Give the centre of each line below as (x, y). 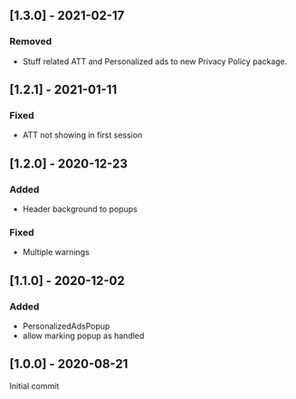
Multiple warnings (56, 252)
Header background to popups (80, 209)
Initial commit (34, 385)
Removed (31, 42)
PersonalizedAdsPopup (66, 327)
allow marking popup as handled (83, 336)
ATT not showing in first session (82, 135)
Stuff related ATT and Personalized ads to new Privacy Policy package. (155, 61)
